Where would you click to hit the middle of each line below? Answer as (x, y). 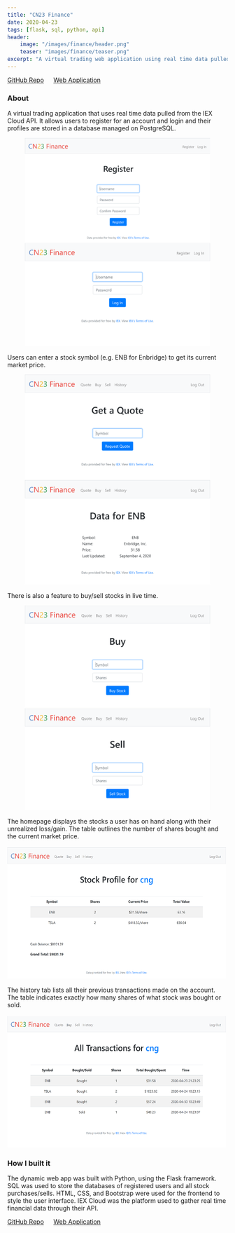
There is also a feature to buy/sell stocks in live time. (83, 595)
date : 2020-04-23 (33, 22)
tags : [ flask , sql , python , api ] (56, 29)
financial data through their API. (53, 1208)
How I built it (29, 1163)
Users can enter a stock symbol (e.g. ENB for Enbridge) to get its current (112, 357)
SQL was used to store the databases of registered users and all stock (108, 1185)
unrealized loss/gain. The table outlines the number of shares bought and (113, 829)
